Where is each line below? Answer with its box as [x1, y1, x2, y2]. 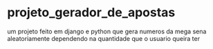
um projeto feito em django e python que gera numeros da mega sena [7, 27, 207, 35]
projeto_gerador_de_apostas [7, 5, 176, 20]
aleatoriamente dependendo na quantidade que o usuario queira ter [7, 34, 201, 42]
